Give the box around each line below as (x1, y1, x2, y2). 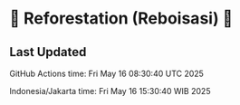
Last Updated (9, 44, 87, 60)
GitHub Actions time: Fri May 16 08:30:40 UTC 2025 (9, 68, 204, 79)
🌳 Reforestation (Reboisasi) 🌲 (9, 8, 234, 29)
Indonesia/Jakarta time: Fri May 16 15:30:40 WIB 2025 (9, 86, 211, 96)
